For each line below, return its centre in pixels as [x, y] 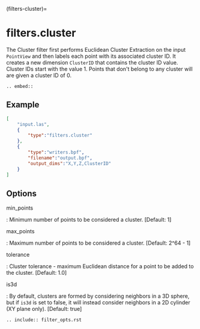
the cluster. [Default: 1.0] [37, 273]
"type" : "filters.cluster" [60, 136]
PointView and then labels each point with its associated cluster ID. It [91, 56]
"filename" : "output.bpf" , [60, 158]
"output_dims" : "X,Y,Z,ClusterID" [70, 163]
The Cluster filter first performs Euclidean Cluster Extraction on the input [96, 49]
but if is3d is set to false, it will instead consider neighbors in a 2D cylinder [98, 302]
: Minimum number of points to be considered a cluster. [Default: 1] [89, 220]
